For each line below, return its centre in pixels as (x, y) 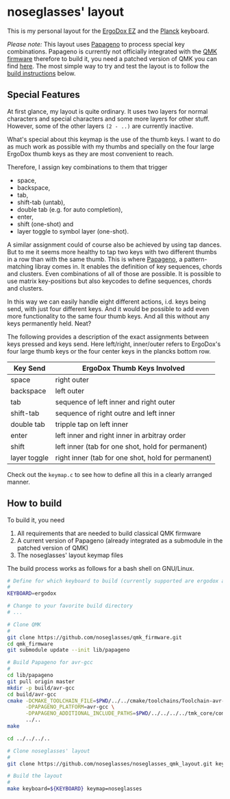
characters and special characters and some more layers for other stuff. (108, 119)
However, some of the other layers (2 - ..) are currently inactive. (100, 126)
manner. (19, 482)
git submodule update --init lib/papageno (68, 650)
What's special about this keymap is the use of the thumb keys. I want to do (114, 139)
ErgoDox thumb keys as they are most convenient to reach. (90, 153)
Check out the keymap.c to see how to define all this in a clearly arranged (110, 474)
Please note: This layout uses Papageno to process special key (96, 44)
